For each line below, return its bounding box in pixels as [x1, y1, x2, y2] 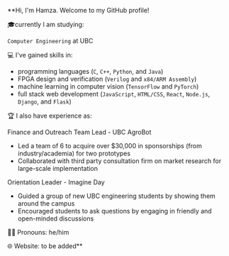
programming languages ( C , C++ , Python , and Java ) [17, 67, 164, 75]
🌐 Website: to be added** [7, 242, 83, 250]
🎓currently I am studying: [7, 21, 84, 28]
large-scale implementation [17, 165, 98, 172]
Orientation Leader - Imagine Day [7, 178, 105, 187]
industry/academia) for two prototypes [17, 149, 131, 157]
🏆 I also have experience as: [7, 111, 92, 120]
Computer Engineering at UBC [7, 37, 94, 45]
